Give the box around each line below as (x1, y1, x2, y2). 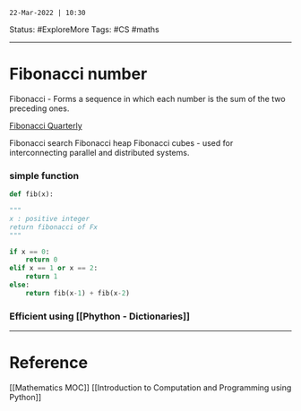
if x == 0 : (9, 247, 50, 256)
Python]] (9, 392, 42, 403)
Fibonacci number (9, 64, 148, 84)
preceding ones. (9, 103, 70, 114)
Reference (9, 353, 88, 373)
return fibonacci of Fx (9, 222, 99, 232)
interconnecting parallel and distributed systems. (9, 147, 190, 158)
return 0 (25, 255, 58, 264)
